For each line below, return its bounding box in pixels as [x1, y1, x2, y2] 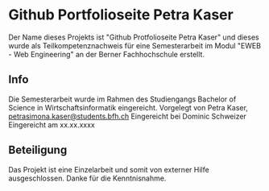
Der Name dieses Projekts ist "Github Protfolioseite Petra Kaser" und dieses [8, 32, 259, 42]
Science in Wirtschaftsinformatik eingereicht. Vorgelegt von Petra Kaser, [8, 102, 248, 112]
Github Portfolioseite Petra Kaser [8, 6, 234, 24]
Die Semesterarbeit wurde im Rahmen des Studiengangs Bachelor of [8, 94, 237, 104]
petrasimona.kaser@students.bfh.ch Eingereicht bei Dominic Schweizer [8, 111, 247, 121]
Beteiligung [8, 143, 68, 157]
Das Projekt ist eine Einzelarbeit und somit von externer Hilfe [8, 164, 209, 174]
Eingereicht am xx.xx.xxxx [8, 119, 95, 130]
